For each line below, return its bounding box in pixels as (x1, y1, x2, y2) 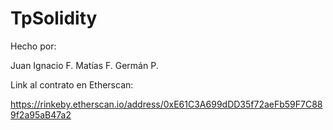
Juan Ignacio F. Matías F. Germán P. (10, 59, 159, 71)
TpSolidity (10, 7, 98, 30)
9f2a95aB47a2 (10, 108, 72, 121)
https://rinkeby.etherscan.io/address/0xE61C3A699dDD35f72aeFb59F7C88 (10, 98, 323, 110)
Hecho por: (10, 40, 57, 52)
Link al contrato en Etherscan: (10, 78, 134, 91)
